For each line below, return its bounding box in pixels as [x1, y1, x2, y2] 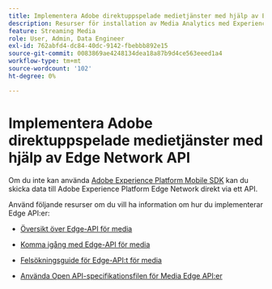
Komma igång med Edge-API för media [19, 240, 151, 249]
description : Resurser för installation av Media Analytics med [8, 19, 230, 28]
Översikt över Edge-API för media [19, 223, 133, 233]
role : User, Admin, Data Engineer [8, 34, 125, 43]
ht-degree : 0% [8, 72, 57, 80]
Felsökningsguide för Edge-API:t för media [19, 255, 162, 265]
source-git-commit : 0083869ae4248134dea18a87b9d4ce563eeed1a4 [8, 49, 223, 57]
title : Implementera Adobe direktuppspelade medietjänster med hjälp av [8, 11, 259, 20]
